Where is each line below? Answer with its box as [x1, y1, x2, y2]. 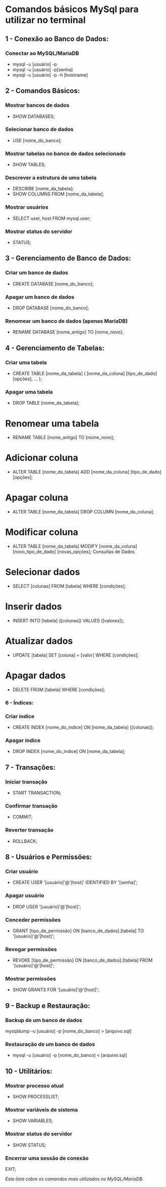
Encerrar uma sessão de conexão [5, 1155, 89, 1162]
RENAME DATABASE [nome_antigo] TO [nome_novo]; [12, 329, 124, 335]
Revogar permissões [5, 945, 57, 953]
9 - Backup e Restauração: [5, 1001, 90, 1010]
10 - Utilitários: [5, 1067, 53, 1076]
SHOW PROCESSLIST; [12, 1094, 60, 1100]
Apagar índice [5, 737, 41, 744]
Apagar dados [5, 670, 66, 682]
